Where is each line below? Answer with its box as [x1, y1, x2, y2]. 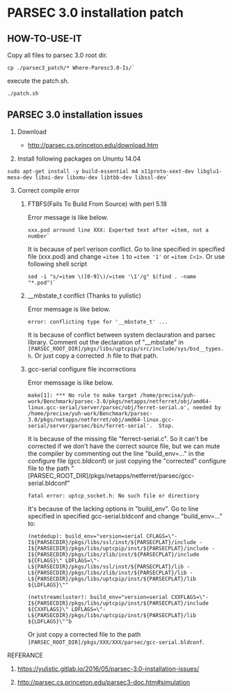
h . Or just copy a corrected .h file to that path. [27, 351, 159, 360]
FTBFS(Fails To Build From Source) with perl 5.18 [27, 200, 167, 208]
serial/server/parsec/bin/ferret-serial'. [27, 422, 153, 429]
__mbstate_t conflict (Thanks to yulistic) [27, 291, 141, 300]
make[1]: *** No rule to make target [27, 392, 138, 399]
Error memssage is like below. [27, 378, 113, 387]
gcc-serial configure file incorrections [27, 365, 137, 373]
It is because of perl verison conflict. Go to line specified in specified [27, 245, 225, 253]
